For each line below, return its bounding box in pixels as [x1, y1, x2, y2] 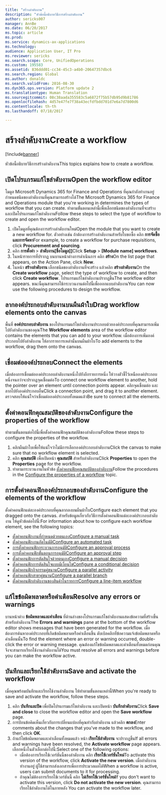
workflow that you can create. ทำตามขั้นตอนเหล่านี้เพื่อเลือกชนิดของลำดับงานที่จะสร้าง [5, 205, 156, 211]
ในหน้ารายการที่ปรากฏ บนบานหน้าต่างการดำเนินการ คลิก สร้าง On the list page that [12, 253, 155, 259]
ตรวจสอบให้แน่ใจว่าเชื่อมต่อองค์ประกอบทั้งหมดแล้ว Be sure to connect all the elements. [5, 394, 161, 400]
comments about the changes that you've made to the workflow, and [12, 725, 153, 731]
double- [139, 636, 156, 642]
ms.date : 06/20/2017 [5, 26, 48, 31]
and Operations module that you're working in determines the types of [5, 199, 149, 206]
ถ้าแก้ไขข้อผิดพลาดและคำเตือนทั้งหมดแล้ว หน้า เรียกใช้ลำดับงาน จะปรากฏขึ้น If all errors [12, 735, 158, 741]
